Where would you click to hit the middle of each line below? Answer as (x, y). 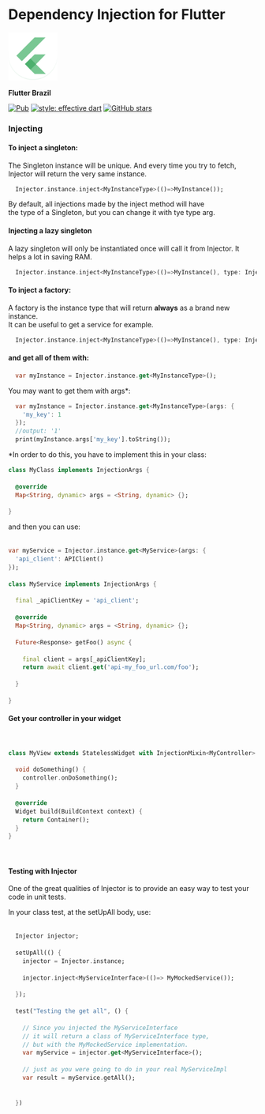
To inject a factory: (40, 290)
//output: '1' (38, 431)
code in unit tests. (37, 897)
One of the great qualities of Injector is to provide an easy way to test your (129, 889)
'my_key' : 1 (42, 414)
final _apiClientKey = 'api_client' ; (77, 601)
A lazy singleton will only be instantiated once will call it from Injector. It (124, 248)
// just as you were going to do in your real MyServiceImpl (125, 1070)
